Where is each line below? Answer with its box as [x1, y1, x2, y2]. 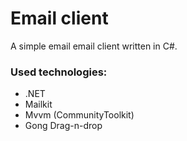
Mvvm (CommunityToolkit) [24, 109, 135, 121]
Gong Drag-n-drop [24, 120, 103, 132]
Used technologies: [10, 65, 108, 79]
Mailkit [24, 98, 53, 111]
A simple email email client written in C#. [10, 40, 178, 52]
